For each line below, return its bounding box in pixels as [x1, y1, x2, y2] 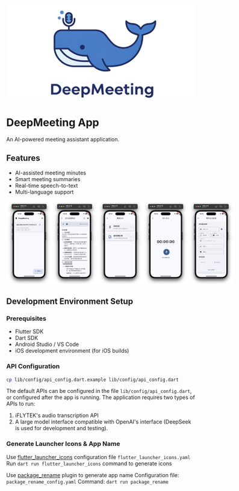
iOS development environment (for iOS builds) [14, 347, 129, 354]
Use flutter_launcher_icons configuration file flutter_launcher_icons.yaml [6, 453, 191, 460]
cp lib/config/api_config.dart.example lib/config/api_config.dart [6, 377, 179, 383]
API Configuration [6, 362, 60, 371]
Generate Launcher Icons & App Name [6, 440, 120, 448]
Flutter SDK [14, 328, 44, 335]
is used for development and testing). [14, 425, 108, 432]
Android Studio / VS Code [14, 341, 79, 348]
